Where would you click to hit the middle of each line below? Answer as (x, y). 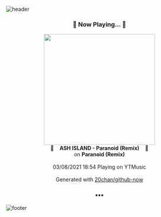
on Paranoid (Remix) (99, 154)
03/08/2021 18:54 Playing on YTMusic (99, 167)
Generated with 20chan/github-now (99, 180)
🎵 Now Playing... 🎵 (99, 24)
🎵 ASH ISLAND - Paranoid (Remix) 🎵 (99, 148)
